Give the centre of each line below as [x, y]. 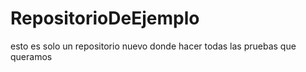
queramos [31, 56]
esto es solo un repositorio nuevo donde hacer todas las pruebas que [153, 46]
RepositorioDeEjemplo [105, 18]
